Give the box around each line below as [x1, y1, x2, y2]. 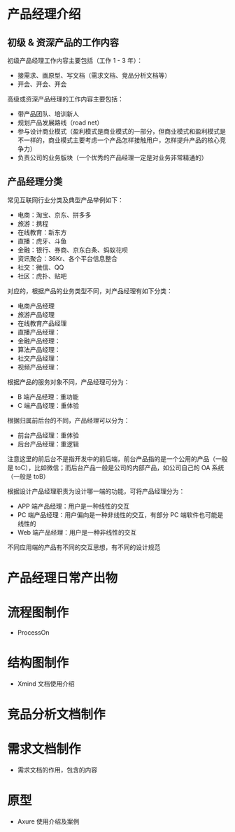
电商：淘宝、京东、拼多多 [17, 211, 92, 219]
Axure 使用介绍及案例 [17, 817, 80, 826]
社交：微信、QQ [17, 263, 64, 272]
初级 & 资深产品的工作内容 [7, 36, 120, 48]
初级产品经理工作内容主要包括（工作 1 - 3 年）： [7, 57, 143, 64]
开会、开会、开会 [17, 80, 67, 88]
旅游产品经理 [17, 310, 55, 318]
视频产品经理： [17, 362, 61, 371]
